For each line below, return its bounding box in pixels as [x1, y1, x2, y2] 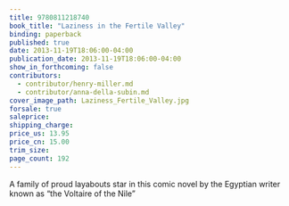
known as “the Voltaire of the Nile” [9, 188, 136, 199]
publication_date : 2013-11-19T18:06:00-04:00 [9, 54, 181, 63]
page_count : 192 [9, 153, 70, 163]
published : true [9, 37, 70, 47]
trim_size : [9, 145, 50, 154]
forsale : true [9, 104, 62, 113]
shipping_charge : [9, 121, 74, 130]
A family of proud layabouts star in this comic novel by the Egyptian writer [9, 178, 281, 189]
